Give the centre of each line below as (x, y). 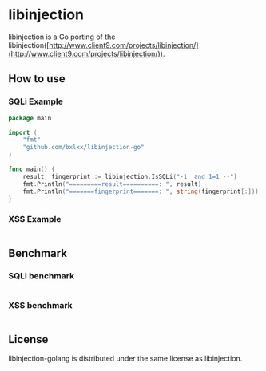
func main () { (32, 169)
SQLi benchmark (41, 275)
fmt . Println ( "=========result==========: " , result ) (112, 184)
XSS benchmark (41, 306)
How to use (37, 79)
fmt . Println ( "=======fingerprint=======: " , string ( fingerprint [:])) (141, 191)
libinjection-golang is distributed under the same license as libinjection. (125, 359)
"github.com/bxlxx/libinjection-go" (84, 148)
